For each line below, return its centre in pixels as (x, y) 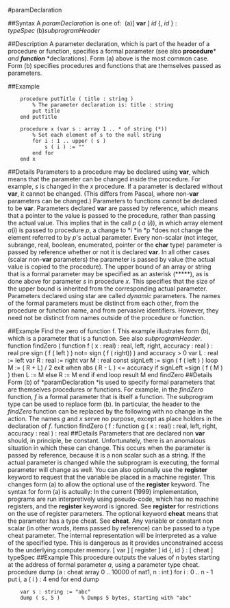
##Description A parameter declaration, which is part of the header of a (109, 44)
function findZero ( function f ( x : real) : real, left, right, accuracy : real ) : (110, 346)
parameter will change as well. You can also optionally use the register (108, 470)
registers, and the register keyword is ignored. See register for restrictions (113, 506)
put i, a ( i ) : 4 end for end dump (53, 579)
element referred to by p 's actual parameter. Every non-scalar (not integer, (113, 237)
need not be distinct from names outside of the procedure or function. (106, 318)
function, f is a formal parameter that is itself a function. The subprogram (111, 397)
